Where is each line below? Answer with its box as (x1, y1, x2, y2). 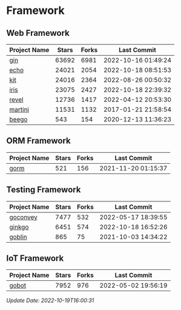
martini (9, 106, 29, 113)
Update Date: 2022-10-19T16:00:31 (6, 297, 94, 304)
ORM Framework (6, 136, 71, 146)
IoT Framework (6, 253, 64, 264)
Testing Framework (6, 184, 81, 195)
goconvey (9, 213, 38, 221)
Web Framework (6, 28, 70, 38)
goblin (9, 232, 27, 241)
